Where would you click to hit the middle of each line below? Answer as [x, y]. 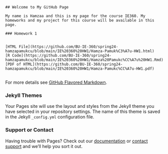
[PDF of [13, 64]
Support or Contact [30, 130]
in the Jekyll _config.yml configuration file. [50, 117]
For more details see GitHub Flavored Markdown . [56, 82]
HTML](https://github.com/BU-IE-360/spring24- [73, 64]
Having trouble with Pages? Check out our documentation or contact [76, 141]
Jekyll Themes [24, 95]
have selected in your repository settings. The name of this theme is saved [83, 112]
